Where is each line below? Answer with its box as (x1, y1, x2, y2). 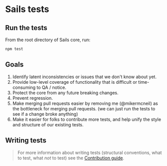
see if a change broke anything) (12, 111, 78, 117)
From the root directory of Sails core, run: (5, 37, 90, 43)
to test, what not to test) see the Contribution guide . (17, 154, 124, 161)
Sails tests (5, 4, 49, 15)
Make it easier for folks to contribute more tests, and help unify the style (12, 116, 161, 122)
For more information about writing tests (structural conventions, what (17, 149, 162, 155)
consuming (12, 84, 36, 90)
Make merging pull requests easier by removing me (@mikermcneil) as (12, 100, 158, 106)
